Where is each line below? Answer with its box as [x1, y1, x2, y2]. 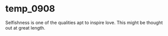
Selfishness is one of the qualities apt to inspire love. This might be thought [5, 19, 163, 25]
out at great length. [5, 24, 46, 30]
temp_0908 [5, 3, 55, 14]
